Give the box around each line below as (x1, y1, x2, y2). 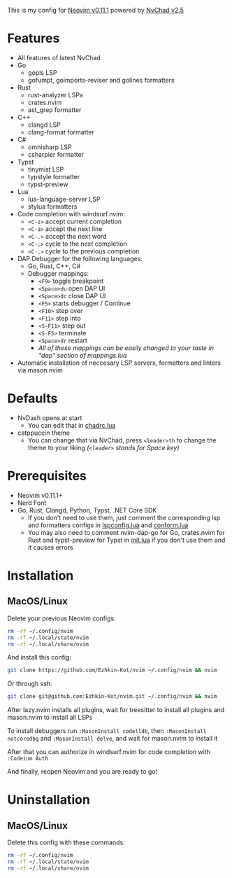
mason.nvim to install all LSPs (7, 713, 93, 722)
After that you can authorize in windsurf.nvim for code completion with (7, 748, 211, 756)
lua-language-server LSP (27, 195, 101, 203)
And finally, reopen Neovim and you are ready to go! (7, 767, 158, 776)
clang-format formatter (27, 127, 94, 136)
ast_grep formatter (27, 105, 82, 114)
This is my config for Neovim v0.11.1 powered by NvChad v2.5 (7, 6, 184, 14)
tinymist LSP (27, 165, 64, 174)
